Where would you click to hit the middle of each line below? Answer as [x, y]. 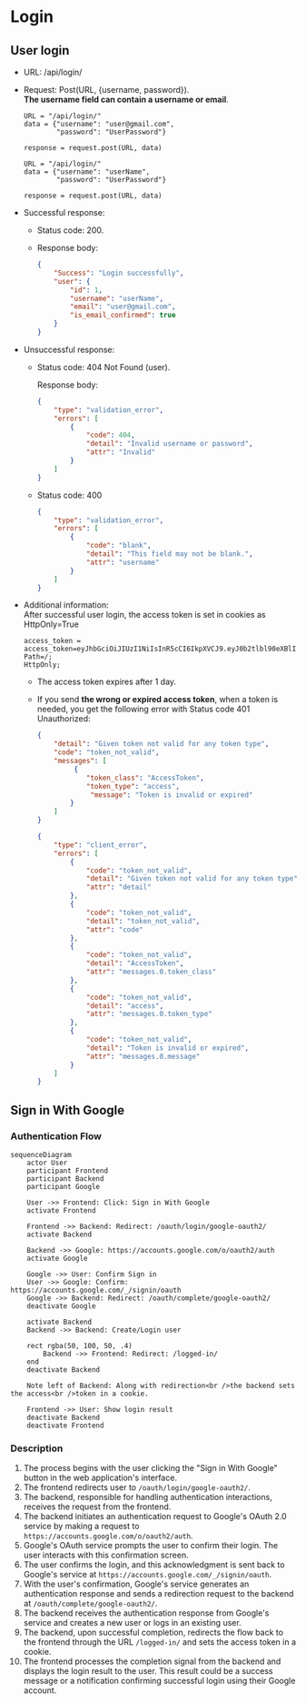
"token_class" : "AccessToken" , [145, 778]
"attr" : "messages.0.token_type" [149, 1014]
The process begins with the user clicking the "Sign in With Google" [150, 1468]
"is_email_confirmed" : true [123, 316]
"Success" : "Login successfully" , [119, 273]
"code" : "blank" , [119, 546]
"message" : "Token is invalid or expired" [172, 795]
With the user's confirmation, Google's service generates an [136, 1584]
